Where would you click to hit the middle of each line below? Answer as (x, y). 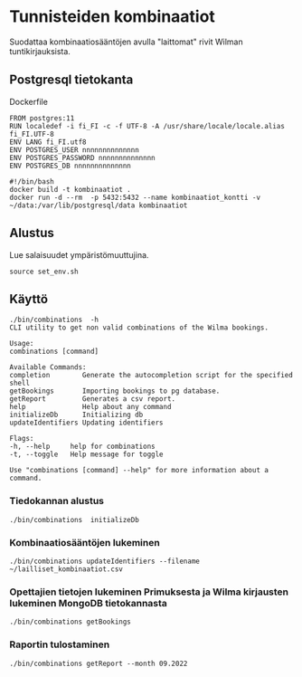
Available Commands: (48, 367)
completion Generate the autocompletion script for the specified (151, 376)
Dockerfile (28, 101)
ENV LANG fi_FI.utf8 (48, 142)
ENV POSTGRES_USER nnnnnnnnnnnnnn (75, 150)
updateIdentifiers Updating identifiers (87, 423)
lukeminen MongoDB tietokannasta (88, 603)
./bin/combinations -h (54, 320)
